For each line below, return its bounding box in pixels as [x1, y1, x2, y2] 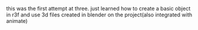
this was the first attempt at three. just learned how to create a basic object [6, 5, 191, 12]
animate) [6, 18, 28, 24]
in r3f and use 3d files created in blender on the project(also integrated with [6, 11, 193, 18]
